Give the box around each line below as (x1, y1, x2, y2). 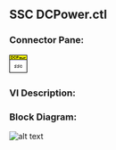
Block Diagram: (9, 111, 78, 123)
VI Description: (9, 87, 76, 99)
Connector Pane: (9, 34, 85, 46)
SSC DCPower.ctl (9, 7, 107, 22)
